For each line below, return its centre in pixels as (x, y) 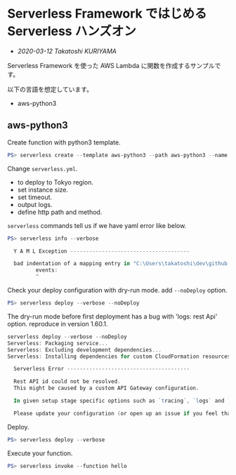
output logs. (35, 204)
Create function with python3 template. (64, 142)
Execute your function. (40, 453)
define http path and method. (60, 212)
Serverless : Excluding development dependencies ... (84, 350)
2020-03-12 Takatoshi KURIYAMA (67, 51)
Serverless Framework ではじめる (107, 14)
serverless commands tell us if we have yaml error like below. (97, 225)
